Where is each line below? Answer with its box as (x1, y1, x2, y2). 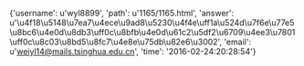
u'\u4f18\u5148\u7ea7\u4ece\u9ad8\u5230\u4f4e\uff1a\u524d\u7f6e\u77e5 (9, 17, 295, 28)
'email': (223, 36, 252, 47)
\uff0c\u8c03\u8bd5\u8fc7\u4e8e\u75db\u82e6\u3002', (9, 36, 222, 47)
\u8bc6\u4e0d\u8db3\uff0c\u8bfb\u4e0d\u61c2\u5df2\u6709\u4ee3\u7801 (9, 27, 296, 37)
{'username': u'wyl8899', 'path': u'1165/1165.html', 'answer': (9, 8, 235, 18)
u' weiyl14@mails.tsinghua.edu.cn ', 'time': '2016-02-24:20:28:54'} (9, 46, 257, 57)
